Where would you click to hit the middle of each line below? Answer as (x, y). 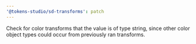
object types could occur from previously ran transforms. (76, 34)
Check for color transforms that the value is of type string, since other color (98, 28)
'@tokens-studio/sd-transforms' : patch (55, 11)
